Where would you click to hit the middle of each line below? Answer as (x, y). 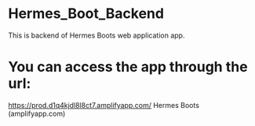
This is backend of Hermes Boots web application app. (97, 35)
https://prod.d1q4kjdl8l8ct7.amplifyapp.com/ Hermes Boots (104, 105)
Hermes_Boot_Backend (86, 14)
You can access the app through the (128, 67)
